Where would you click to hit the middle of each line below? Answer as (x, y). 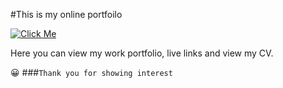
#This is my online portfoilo (66, 14)
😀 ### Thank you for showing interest (91, 72)
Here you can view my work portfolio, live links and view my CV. (142, 53)
